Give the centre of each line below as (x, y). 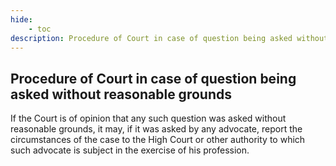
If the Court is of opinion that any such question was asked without (148, 118)
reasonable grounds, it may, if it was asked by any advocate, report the (156, 129)
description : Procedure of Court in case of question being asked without (169, 38)
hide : (21, 19)
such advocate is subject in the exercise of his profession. (130, 150)
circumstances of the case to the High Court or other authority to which (158, 140)
